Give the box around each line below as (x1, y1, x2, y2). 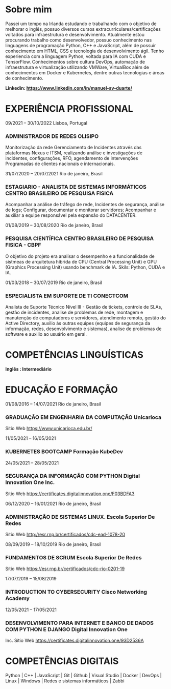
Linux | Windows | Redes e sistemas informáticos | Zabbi (5, 678, 125, 684)
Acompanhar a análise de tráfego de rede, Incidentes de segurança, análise (5, 201, 165, 208)
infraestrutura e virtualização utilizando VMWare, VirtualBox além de (5, 64, 149, 70)
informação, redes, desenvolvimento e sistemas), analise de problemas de (5, 326, 162, 332)
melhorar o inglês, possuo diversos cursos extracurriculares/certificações (5, 26, 161, 32)
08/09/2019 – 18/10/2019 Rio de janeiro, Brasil (5, 541, 102, 548)
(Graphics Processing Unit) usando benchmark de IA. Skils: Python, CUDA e (5, 264, 165, 270)
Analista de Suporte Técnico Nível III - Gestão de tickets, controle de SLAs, (5, 304, 162, 310)
